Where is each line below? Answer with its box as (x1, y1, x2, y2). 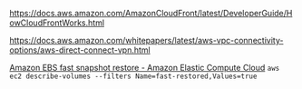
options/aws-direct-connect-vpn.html (9, 44, 151, 55)
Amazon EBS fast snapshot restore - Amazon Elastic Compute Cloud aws (9, 63, 280, 73)
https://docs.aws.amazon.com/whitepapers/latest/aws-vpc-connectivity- (9, 35, 284, 45)
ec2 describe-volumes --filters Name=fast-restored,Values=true (9, 72, 258, 81)
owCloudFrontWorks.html (9, 17, 105, 28)
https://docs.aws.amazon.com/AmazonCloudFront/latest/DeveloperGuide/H (9, 8, 293, 18)
